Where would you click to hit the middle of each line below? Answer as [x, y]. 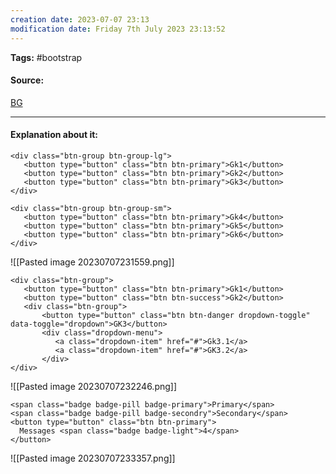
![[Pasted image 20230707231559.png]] [92, 262]
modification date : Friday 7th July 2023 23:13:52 [118, 29]
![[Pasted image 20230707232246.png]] [94, 386]
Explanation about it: [54, 135]
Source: [27, 80]
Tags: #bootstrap [46, 57]
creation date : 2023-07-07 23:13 [80, 19]
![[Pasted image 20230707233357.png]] [93, 458]
